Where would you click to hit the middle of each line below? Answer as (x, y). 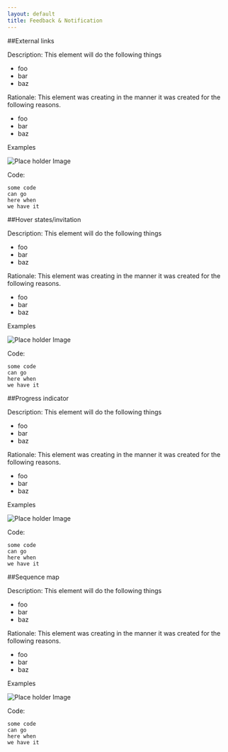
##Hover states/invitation (44, 219)
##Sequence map (33, 577)
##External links (31, 40)
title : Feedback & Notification (55, 21)
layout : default (31, 14)
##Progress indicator (38, 398)
